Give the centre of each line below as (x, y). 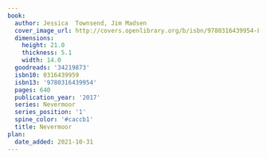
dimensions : (35, 38)
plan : (16, 134)
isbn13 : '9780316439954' (56, 82)
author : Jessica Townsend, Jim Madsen (81, 23)
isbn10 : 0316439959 (47, 75)
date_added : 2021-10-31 (54, 142)
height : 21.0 (43, 45)
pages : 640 (33, 90)
